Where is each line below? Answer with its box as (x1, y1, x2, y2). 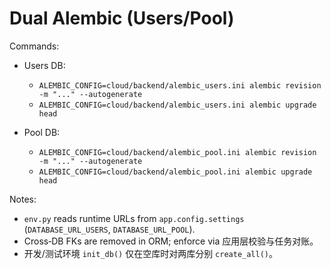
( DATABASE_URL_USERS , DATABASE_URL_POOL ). (23, 223, 196, 235)
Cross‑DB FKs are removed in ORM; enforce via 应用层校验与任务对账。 (23, 235, 319, 247)
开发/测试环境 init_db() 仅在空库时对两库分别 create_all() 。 (23, 247, 278, 259)
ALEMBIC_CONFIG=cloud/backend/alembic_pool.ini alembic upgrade (38, 167, 313, 177)
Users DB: (23, 59, 66, 71)
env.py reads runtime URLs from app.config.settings (23, 212, 245, 224)
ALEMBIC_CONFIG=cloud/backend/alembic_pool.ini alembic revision (38, 147, 317, 157)
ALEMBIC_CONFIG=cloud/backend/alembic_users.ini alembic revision (38, 80, 322, 91)
